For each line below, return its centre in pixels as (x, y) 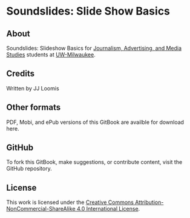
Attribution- (149, 202)
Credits (21, 74)
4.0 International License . (108, 209)
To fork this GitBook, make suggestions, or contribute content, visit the (94, 162)
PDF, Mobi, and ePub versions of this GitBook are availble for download (95, 122)
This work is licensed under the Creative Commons (70, 202)
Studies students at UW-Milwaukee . (51, 55)
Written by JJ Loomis (33, 88)
